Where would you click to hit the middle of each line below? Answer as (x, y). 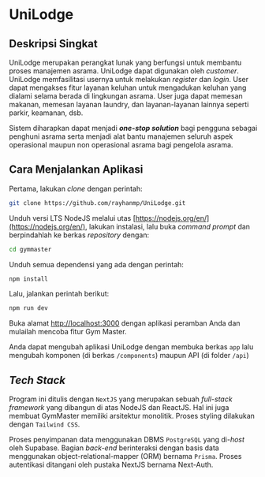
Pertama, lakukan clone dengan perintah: (76, 188)
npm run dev (28, 308)
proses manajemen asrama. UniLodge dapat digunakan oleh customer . (124, 71)
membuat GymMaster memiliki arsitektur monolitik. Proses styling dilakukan (132, 416)
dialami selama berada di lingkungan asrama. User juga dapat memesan (126, 96)
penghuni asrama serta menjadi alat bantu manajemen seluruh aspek (121, 136)
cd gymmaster (30, 249)
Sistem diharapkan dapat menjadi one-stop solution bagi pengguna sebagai (133, 128)
